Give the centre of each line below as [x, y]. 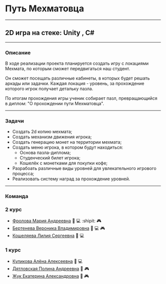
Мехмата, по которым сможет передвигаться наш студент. [68, 69]
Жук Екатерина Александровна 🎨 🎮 [51, 276]
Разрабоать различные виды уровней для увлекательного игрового [84, 168]
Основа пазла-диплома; [45, 153]
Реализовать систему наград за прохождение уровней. [71, 179]
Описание [18, 52]
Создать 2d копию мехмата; [42, 132]
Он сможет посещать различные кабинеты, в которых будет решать [78, 78]
